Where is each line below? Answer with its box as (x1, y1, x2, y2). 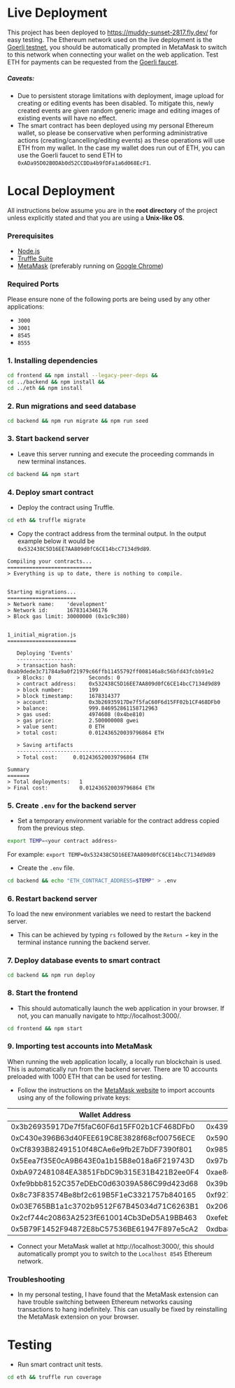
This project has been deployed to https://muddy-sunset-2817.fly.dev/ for (7, 28, 218, 36)
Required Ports (7, 279, 59, 289)
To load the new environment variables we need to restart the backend (7, 910, 211, 918)
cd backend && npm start (7, 470, 80, 477)
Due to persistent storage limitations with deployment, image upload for (17, 91, 224, 99)
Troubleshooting (7, 1274, 65, 1284)
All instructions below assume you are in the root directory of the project (7, 206, 218, 214)
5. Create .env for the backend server (7, 800, 136, 810)
